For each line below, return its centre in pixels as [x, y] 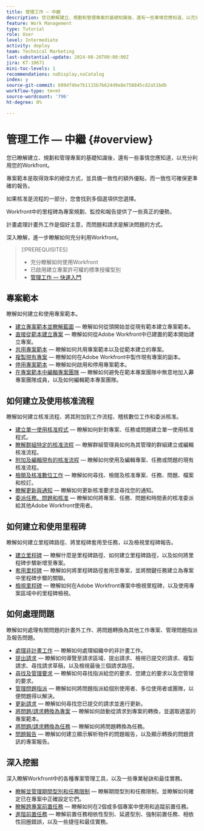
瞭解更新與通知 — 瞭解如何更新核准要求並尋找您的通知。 [86, 490]
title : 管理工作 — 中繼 [33, 12]
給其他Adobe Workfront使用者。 [55, 505]
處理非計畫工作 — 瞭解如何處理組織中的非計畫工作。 [80, 650]
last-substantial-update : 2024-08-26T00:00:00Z [68, 57]
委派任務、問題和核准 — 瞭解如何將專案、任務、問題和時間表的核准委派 [104, 498]
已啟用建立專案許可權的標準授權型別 [76, 269]
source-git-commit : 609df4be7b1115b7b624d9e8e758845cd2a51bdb [87, 86]
